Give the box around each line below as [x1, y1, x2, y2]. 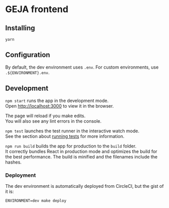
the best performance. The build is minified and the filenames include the [5, 153, 158, 160]
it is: [5, 188, 14, 194]
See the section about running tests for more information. [5, 133, 125, 139]
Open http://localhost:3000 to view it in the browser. [5, 102, 114, 109]
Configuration [5, 50, 50, 59]
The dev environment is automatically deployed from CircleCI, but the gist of [5, 183, 164, 189]
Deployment [5, 172, 36, 179]
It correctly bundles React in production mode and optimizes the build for [5, 148, 157, 154]
